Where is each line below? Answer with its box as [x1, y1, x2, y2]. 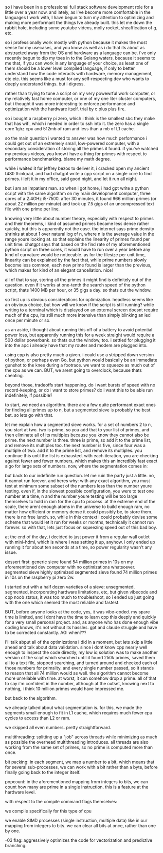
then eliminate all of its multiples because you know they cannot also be [5, 432, 149, 438]
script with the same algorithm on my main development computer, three [5, 190, 151, 196]
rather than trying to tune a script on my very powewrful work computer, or [5, 90, 156, 96]
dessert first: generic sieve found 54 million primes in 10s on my [5, 559, 133, 565]
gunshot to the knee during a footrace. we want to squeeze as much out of [5, 362, 155, 368]
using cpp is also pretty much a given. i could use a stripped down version [5, 352, 154, 358]
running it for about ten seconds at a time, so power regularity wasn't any [5, 544, 152, 550]
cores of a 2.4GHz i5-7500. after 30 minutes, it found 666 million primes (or [5, 196, 157, 202]
